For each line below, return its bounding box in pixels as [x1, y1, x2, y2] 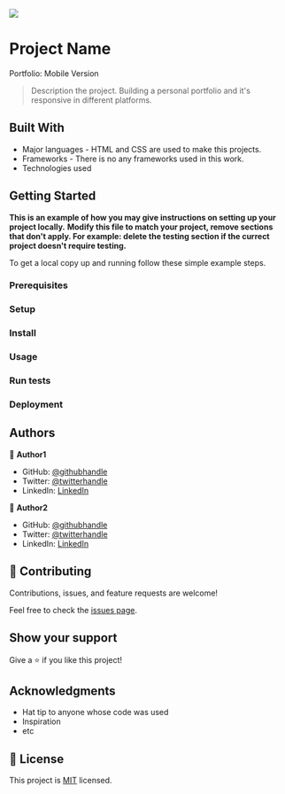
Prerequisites [9, 279, 68, 292]
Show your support [9, 630, 118, 646]
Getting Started [9, 189, 96, 204]
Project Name [9, 39, 112, 59]
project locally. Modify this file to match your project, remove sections [9, 222, 273, 232]
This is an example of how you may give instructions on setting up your [9, 212, 277, 222]
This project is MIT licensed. [9, 775, 112, 786]
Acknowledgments [9, 683, 117, 698]
